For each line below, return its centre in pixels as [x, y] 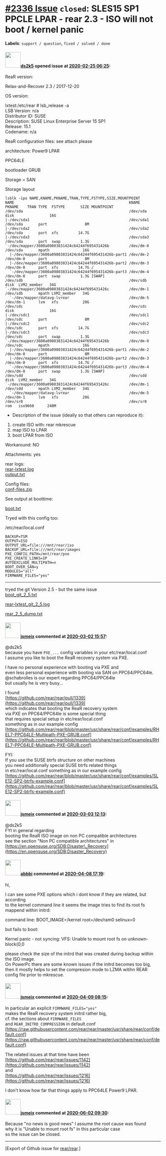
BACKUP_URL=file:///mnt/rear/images [43, 550]
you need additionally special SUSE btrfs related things [61, 765]
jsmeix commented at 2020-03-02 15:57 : [64, 636]
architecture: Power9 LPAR [32, 151]
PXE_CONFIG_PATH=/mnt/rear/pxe [37, 554]
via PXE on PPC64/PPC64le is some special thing [56, 714]
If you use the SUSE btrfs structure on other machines [60, 760]
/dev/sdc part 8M [47, 319]
